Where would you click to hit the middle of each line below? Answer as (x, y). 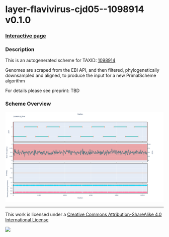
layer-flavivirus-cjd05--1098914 (75, 9)
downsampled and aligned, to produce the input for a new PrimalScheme (81, 76)
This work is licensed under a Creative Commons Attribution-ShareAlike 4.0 (83, 215)
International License (27, 220)
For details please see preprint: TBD (43, 91)
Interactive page (26, 36)
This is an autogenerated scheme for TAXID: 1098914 (60, 60)
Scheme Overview (28, 104)
